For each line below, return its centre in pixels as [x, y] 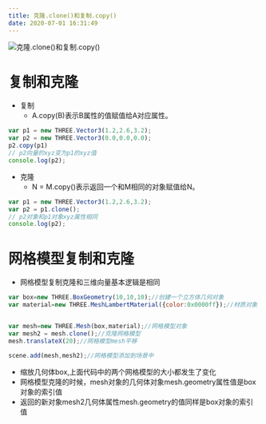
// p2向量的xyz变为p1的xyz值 [53, 153]
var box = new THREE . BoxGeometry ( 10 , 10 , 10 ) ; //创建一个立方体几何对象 [116, 297]
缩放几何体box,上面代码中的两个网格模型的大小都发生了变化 [118, 371]
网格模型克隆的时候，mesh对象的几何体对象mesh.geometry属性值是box [138, 382]
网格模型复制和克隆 [71, 258]
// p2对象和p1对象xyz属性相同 [53, 216]
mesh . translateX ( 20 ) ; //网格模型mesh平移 [73, 341]
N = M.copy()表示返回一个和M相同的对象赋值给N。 [115, 186]
